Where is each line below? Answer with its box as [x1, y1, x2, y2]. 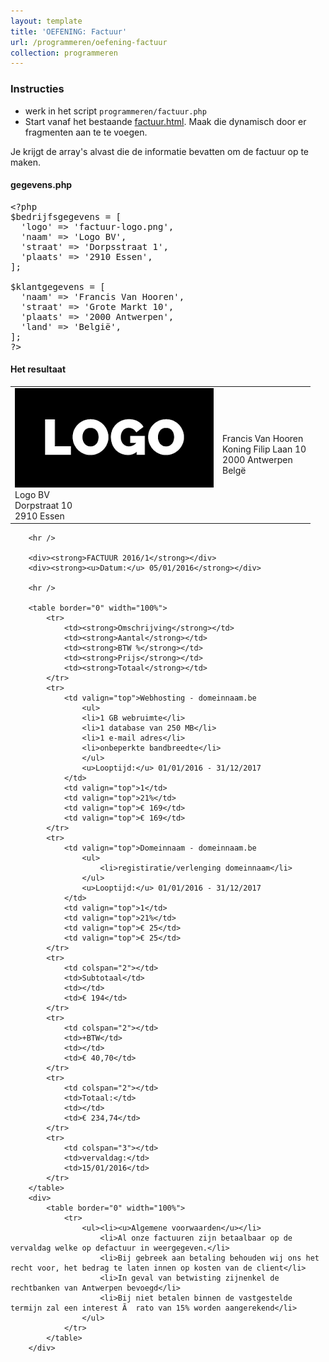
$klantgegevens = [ [10, 281, 106, 292]
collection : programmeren [10, 48, 118, 58]
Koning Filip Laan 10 [222, 443, 307, 455]
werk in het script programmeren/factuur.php [24, 105, 207, 117]
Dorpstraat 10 [14, 499, 73, 511]
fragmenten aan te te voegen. [24, 126, 148, 138]
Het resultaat [10, 363, 67, 375]
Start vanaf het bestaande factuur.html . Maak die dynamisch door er [24, 115, 307, 127]
